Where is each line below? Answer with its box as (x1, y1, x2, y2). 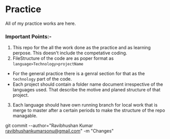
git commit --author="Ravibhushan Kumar (5, 123, 93, 129)
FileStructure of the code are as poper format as (12, 55, 114, 61)
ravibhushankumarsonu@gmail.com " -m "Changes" (5, 128, 114, 134)
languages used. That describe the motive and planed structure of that (12, 87, 161, 93)
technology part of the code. (12, 76, 72, 82)
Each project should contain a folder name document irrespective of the (12, 81, 163, 87)
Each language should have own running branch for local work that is (12, 102, 158, 108)
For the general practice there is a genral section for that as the (12, 71, 145, 77)
